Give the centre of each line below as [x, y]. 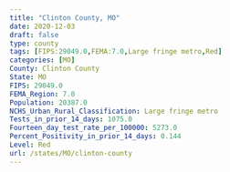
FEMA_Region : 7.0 [42, 94]
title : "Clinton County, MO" [65, 18]
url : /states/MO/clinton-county [71, 153]
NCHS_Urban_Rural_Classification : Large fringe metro [114, 111]
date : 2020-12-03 [42, 26]
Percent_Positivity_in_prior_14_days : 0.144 [95, 137]
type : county [34, 43]
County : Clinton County [55, 69]
